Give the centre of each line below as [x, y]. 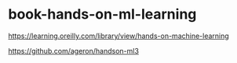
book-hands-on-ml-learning [102, 14]
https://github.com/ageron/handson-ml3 [74, 51]
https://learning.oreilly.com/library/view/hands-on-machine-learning [118, 36]
